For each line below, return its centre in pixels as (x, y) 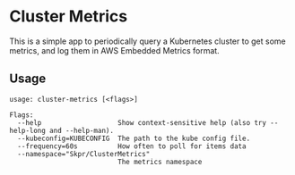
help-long (28, 130)
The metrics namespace (160, 162)
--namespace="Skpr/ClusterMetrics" (84, 154)
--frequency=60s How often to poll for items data (132, 146)
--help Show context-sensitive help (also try (142, 122)
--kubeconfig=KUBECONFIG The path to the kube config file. (134, 138)
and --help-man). (82, 130)
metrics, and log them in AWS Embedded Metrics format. (114, 50)
